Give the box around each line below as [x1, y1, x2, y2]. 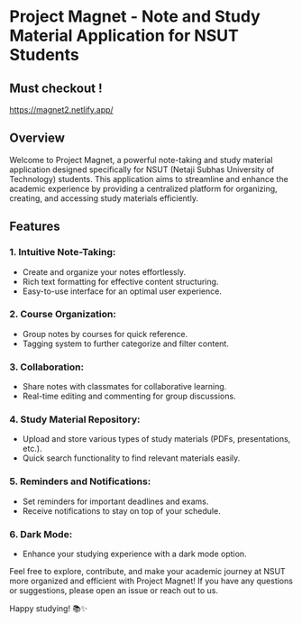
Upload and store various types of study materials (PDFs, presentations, [22, 434, 291, 444]
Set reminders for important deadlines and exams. [22, 496, 209, 507]
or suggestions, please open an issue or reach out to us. [9, 584, 219, 596]
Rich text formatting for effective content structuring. [22, 276, 219, 287]
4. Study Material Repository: [9, 413, 142, 426]
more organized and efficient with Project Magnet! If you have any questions [9, 575, 293, 586]
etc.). [22, 444, 42, 454]
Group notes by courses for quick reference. [22, 328, 188, 339]
